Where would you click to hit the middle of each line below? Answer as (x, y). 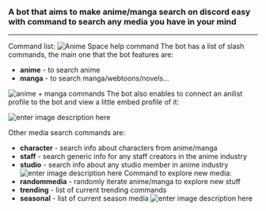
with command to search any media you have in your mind (122, 21)
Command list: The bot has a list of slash (126, 47)
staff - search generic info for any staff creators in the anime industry (133, 156)
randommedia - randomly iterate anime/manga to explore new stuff (130, 182)
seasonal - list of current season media (84, 198)
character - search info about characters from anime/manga (118, 148)
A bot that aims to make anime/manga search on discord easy (129, 12)
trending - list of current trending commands (93, 190)
